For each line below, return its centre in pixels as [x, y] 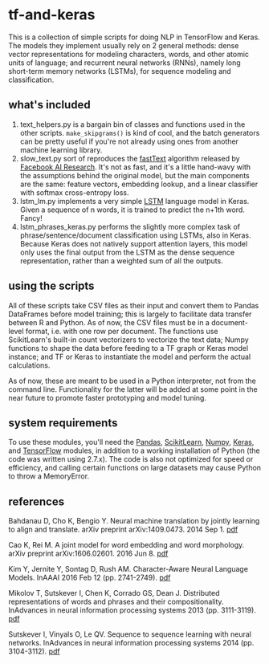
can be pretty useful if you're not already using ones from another [129, 141]
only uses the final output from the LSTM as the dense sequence [127, 252]
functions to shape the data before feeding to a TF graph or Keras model [128, 348]
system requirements [63, 423]
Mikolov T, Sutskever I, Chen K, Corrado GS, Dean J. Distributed [114, 593]
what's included [49, 105]
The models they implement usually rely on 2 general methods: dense [124, 45]
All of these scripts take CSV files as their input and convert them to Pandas [134, 305]
